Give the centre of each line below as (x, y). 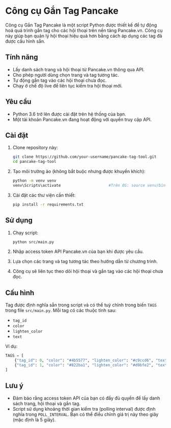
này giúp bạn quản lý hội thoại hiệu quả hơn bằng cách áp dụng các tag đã (84, 36)
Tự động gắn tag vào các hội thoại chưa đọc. (60, 80)
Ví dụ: (11, 347)
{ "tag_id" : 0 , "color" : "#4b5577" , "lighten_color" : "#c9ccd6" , (84, 361)
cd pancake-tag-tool (34, 162)
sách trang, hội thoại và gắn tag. (46, 403)
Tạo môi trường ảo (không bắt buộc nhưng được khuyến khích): (79, 172)
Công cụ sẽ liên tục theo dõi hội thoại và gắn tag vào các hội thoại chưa (88, 271)
